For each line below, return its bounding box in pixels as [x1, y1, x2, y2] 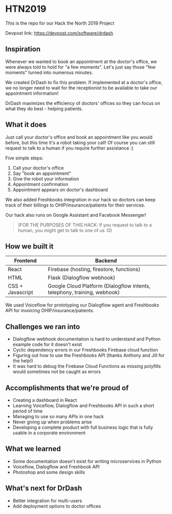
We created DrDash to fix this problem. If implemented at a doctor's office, [5, 79, 163, 85]
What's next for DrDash [5, 484, 82, 492]
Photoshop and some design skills [12, 469, 85, 475]
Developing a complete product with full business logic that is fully [12, 424, 154, 430]
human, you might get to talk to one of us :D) [17, 227, 113, 233]
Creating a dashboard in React [12, 397, 77, 403]
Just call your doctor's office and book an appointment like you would [5, 134, 153, 140]
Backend [95, 257, 117, 264]
